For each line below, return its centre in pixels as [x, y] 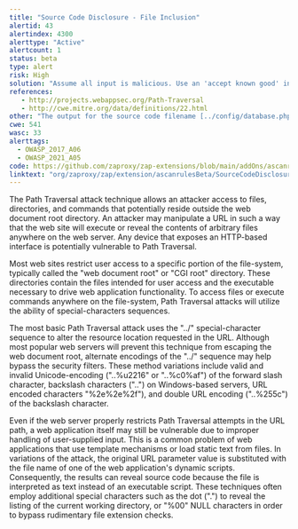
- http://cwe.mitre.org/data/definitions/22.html [114, 108]
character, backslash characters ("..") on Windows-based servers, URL [138, 385]
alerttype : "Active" [47, 42]
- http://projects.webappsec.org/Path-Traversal [112, 100]
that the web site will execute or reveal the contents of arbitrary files [134, 228]
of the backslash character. [59, 404]
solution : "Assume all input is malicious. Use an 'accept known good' [144, 83]
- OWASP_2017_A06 [49, 149]
